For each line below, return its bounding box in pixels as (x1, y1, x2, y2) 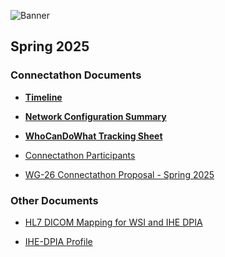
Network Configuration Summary (24, 110, 167, 122)
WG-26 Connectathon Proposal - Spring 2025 (24, 168, 215, 180)
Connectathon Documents (10, 68, 142, 82)
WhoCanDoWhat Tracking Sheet (24, 130, 163, 142)
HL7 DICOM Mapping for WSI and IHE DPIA (24, 216, 203, 228)
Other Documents (10, 193, 99, 207)
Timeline (24, 91, 63, 103)
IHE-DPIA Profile (24, 235, 93, 247)
